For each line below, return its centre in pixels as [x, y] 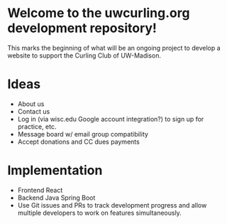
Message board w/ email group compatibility [83, 134]
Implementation [55, 170]
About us [31, 104]
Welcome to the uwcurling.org [99, 13]
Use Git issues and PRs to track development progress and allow [112, 205]
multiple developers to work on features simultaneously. [100, 213]
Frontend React [40, 190]
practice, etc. [37, 127]
